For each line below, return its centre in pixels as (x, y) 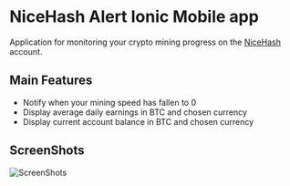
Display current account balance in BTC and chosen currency (138, 121)
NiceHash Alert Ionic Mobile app (135, 17)
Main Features (51, 81)
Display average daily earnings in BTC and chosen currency (135, 112)
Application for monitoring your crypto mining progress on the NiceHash (145, 42)
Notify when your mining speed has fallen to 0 (109, 102)
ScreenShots (47, 151)
